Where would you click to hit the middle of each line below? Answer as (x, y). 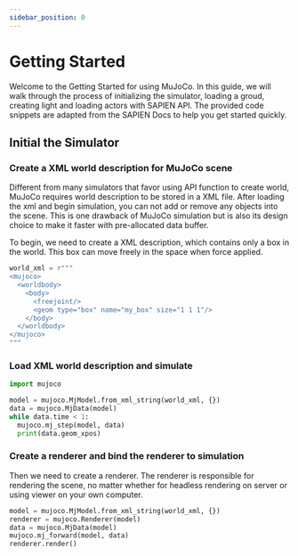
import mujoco (36, 384)
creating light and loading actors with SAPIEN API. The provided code (137, 105)
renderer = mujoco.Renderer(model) (75, 519)
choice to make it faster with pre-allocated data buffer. (109, 225)
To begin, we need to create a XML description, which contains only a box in (149, 242)
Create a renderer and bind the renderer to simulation (127, 456)
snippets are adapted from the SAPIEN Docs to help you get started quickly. (148, 114)
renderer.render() (43, 544)
